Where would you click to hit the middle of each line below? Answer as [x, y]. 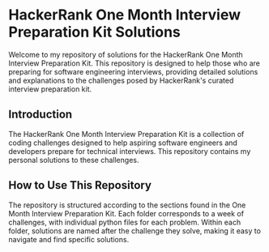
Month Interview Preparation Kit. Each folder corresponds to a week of [126, 213]
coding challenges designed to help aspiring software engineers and [123, 143]
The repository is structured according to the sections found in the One [127, 205]
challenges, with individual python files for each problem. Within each [125, 222]
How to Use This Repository [80, 185]
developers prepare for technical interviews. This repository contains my [130, 151]
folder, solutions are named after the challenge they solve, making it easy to [135, 231]
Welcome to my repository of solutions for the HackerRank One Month [126, 54]
